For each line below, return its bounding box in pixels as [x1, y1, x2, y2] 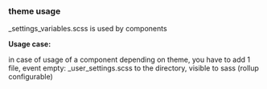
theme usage [8, 6, 61, 17]
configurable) [8, 72, 54, 82]
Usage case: [8, 39, 51, 49]
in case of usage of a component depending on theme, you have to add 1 [8, 55, 251, 65]
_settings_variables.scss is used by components [8, 24, 167, 34]
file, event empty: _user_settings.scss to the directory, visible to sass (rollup [8, 63, 260, 73]
